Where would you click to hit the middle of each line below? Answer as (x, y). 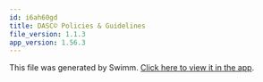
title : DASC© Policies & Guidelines (77, 26)
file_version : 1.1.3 (48, 34)
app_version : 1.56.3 (48, 42)
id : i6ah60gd (34, 17)
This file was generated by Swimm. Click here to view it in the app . (132, 68)
